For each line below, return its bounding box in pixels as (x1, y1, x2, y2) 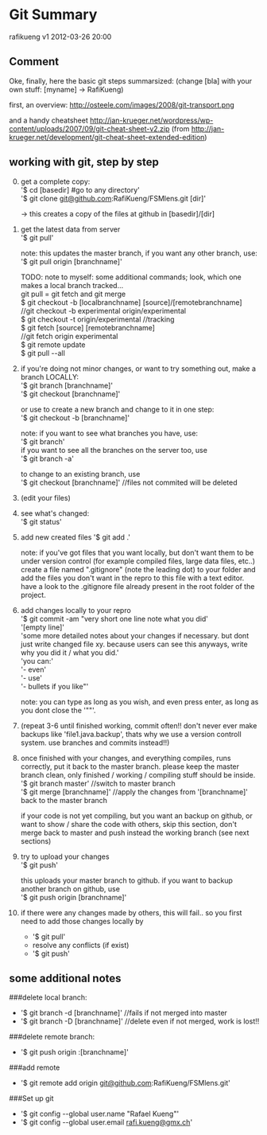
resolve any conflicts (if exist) (32, 940, 130, 950)
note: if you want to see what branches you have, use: (20, 428, 198, 438)
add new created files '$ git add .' (20, 532, 130, 542)
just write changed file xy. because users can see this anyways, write (20, 639, 249, 649)
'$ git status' (20, 517, 62, 526)
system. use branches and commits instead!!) (20, 738, 170, 747)
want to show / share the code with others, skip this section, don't (20, 819, 237, 829)
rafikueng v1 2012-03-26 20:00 (9, 32, 112, 41)
